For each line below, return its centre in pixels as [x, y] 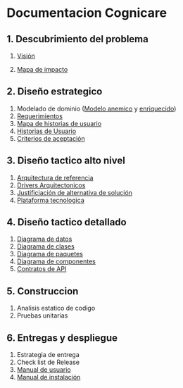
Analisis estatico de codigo [56, 308]
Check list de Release [48, 362]
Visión [26, 56]
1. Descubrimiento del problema [77, 39]
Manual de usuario [44, 370]
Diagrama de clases [45, 246]
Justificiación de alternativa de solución [75, 192]
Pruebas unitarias [42, 315]
